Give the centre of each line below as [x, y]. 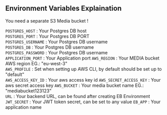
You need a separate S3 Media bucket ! [47, 21]
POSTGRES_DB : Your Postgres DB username [50, 47]
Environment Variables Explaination [64, 8]
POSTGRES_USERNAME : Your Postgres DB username [57, 42]
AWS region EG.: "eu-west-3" [36, 63]
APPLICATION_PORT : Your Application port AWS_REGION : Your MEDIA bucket [82, 58]
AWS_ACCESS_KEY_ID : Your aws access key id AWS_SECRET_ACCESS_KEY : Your [83, 80]
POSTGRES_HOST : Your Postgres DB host [46, 31]
